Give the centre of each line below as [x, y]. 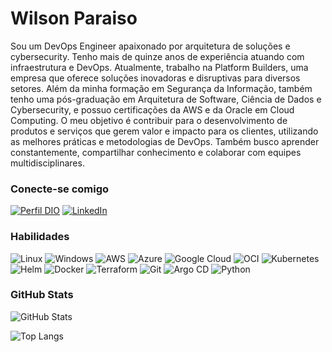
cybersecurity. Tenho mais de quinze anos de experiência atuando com [157, 56]
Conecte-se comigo [60, 189]
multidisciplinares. [47, 163]
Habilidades [40, 237]
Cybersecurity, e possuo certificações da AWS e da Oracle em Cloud [152, 109]
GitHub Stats [42, 295]
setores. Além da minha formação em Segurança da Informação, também [161, 88]
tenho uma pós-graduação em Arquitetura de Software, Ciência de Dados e [166, 99]
